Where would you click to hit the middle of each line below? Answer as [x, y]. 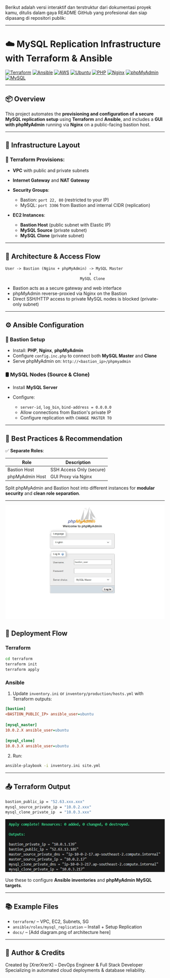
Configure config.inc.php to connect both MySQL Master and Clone [84, 356]
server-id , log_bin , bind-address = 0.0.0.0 [66, 407]
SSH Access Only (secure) [78, 470]
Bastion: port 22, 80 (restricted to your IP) [65, 200]
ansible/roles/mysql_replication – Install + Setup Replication [77, 927]
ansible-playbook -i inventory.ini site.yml [53, 766]
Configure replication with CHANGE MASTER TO [66, 418]
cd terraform [19, 659]
